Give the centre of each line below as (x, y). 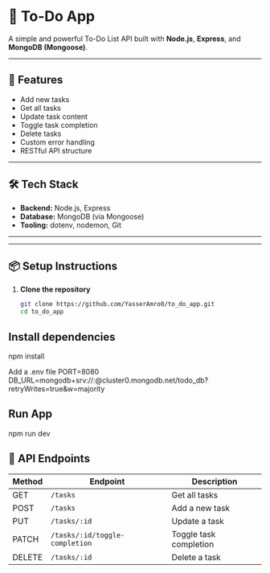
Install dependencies (62, 337)
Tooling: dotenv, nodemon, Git (71, 225)
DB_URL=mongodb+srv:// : (52, 380)
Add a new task (201, 508)
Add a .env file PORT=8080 (54, 371)
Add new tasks (45, 99)
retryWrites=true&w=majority (57, 388)
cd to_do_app (42, 312)
